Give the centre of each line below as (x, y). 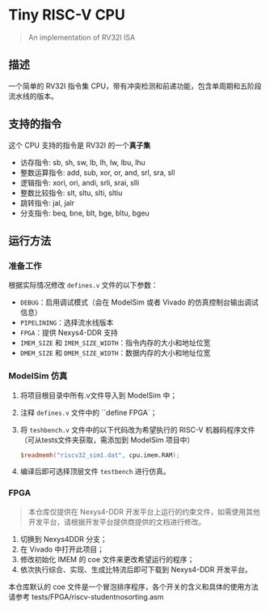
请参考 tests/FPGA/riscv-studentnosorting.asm (86, 596)
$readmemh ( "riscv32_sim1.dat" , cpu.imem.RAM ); (100, 455)
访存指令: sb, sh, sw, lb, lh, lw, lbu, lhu (82, 162)
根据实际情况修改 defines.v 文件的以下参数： (84, 285)
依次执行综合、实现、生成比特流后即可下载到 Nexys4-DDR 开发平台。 (136, 569)
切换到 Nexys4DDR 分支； (63, 539)
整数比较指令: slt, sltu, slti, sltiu (71, 193)
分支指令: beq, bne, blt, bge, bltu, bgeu (84, 213)
